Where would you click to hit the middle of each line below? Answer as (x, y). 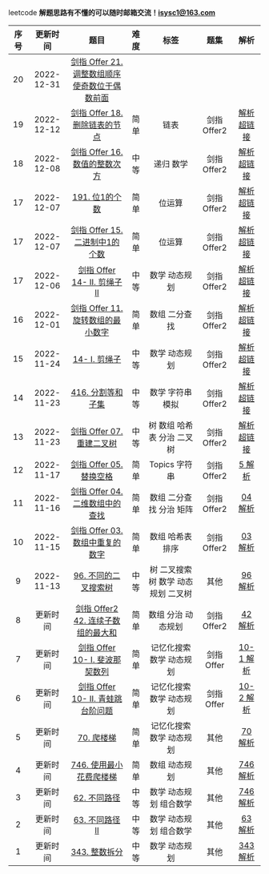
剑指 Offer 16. (97, 152)
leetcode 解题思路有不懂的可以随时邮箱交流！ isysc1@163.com (112, 12)
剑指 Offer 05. (97, 464)
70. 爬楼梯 (97, 738)
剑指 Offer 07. (97, 431)
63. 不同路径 (97, 820)
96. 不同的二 (97, 576)
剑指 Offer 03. (97, 530)
